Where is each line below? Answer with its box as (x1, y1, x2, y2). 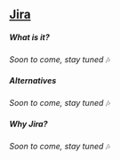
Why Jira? (9, 118, 48, 129)
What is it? (9, 31, 51, 43)
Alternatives (9, 75, 57, 85)
